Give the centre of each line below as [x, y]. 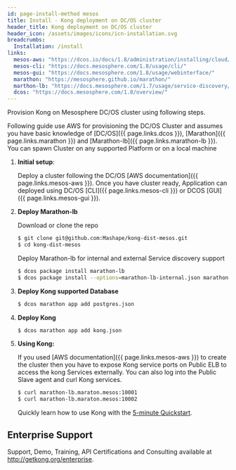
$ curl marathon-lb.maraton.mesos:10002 [77, 399]
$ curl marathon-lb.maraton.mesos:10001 [77, 393]
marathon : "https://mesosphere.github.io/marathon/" [92, 79]
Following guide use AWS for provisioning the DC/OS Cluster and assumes [115, 126]
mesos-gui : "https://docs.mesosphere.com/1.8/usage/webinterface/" [114, 72]
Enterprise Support [50, 434]
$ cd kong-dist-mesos [49, 245]
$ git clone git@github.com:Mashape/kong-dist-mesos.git [103, 239]
